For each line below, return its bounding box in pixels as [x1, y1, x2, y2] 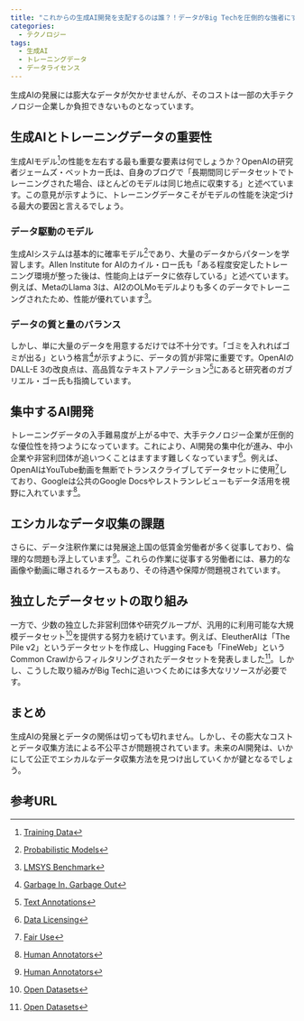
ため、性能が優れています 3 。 [49, 292, 157, 304]
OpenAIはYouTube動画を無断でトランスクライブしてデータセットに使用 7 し [10, 463, 288, 474]
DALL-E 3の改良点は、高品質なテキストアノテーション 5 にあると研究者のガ [10, 362, 285, 374]
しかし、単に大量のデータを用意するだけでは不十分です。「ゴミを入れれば [10, 340, 282, 352]
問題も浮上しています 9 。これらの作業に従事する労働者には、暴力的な [33, 552, 291, 564]
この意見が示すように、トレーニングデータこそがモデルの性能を [24, 189, 263, 200]
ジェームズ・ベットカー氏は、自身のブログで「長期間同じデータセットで [17, 167, 287, 178]
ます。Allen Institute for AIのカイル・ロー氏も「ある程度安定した [25, 259, 264, 271]
